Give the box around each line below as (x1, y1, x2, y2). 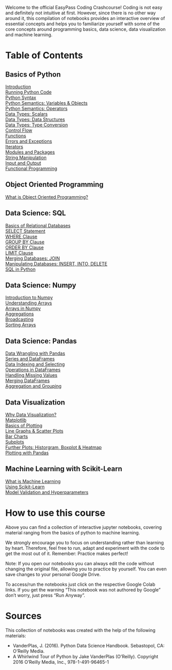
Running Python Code (5, 89, 52, 95)
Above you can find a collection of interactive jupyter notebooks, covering (5, 524, 162, 530)
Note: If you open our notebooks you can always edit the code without (5, 560, 155, 566)
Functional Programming (5, 165, 58, 171)
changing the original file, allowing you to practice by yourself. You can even (5, 566, 167, 572)
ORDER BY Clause (5, 244, 44, 251)
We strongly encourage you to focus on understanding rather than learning (5, 539, 164, 546)
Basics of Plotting (5, 423, 43, 429)
